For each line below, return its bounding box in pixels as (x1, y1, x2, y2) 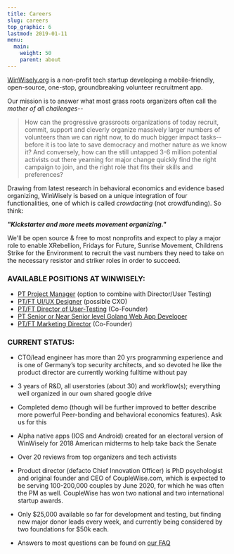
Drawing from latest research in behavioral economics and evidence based (7, 184, 225, 192)
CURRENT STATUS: (7, 337, 75, 347)
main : (13, 43, 30, 50)
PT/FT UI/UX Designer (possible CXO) (17, 297, 128, 306)
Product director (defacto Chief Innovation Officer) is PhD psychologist (17, 467, 223, 475)
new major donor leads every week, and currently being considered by (17, 517, 223, 526)
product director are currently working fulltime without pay (17, 368, 188, 377)
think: (7, 206, 24, 215)
